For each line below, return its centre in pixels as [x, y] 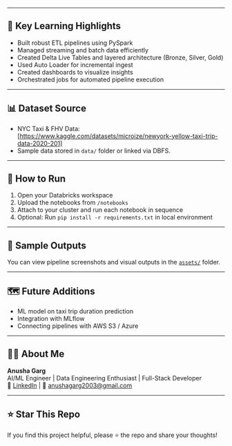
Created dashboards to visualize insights [75, 72]
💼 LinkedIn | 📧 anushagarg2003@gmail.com [70, 385]
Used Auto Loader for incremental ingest [75, 65]
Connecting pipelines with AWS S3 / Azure [78, 326]
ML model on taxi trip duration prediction [75, 311]
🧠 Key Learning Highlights [64, 26]
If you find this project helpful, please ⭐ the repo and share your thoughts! [112, 435]
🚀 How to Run [37, 179]
